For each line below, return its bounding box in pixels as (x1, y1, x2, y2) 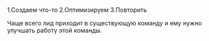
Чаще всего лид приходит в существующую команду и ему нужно (7, 19, 202, 27)
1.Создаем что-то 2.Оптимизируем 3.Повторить (7, 6, 147, 14)
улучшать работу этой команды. (7, 27, 103, 34)
